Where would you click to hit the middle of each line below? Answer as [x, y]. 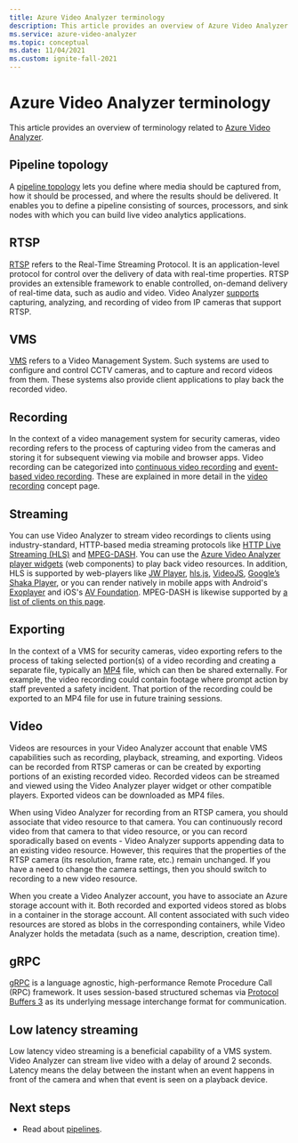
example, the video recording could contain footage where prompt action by [149, 679]
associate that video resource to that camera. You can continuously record [146, 822]
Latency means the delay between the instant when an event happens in [142, 1070]
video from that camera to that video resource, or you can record [128, 831]
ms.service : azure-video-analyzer [73, 34]
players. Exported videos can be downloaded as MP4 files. [117, 795]
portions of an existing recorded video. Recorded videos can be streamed [145, 776]
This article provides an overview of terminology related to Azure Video [140, 127]
